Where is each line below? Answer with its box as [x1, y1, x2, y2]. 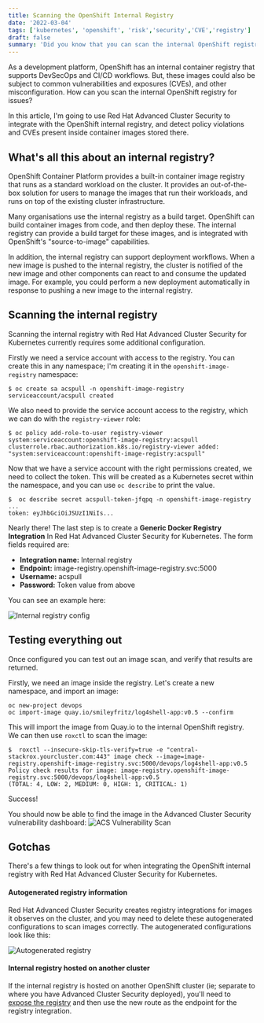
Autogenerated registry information [8, 887, 128, 897]
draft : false [8, 33, 51, 42]
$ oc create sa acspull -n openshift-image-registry [8, 385, 185, 393]
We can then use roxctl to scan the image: [8, 730, 148, 740]
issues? [8, 96, 33, 105]
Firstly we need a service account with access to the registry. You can [8, 353, 236, 362]
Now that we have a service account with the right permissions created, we [8, 463, 253, 473]
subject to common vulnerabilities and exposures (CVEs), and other [8, 79, 227, 89]
